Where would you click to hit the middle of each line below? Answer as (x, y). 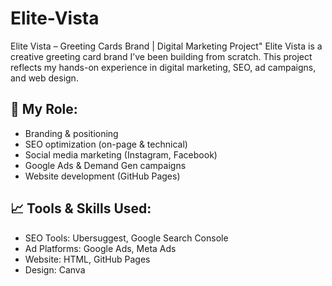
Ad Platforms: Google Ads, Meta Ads (100, 248)
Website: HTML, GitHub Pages (87, 259)
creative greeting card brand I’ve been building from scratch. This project (161, 56)
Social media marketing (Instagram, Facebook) (121, 154)
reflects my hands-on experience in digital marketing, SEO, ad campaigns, (163, 67)
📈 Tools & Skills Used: (81, 208)
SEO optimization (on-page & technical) (106, 144)
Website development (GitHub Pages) (102, 176)
